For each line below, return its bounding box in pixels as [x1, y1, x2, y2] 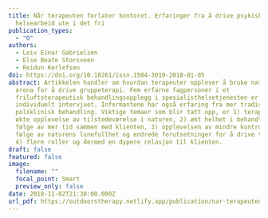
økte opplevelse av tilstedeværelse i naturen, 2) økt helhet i [15, 116, 234, 124]
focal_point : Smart [15, 175, 81, 184]
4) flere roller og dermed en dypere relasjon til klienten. [15, 137, 223, 146]
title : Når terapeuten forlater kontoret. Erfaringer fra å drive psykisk [8, 11, 262, 20]
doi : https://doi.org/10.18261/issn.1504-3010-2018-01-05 [8, 71, 205, 79]
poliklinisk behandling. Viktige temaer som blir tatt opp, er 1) [15, 109, 241, 117]
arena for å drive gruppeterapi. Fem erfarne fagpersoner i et [15, 85, 230, 94]
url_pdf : [8, 197, 37, 205]
